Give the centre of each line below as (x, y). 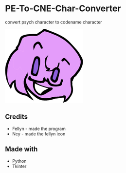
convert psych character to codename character (54, 22)
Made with (21, 149)
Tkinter (19, 166)
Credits (17, 117)
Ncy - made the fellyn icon (39, 134)
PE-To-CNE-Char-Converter (63, 9)
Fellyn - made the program (39, 129)
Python (19, 161)
